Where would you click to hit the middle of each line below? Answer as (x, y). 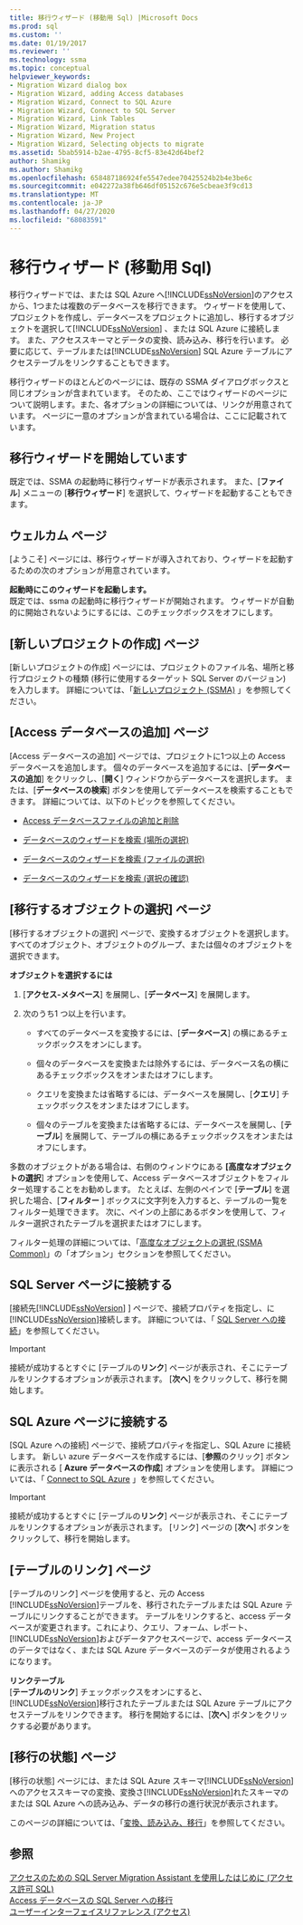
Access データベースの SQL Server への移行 (91, 1900)
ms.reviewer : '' (40, 52)
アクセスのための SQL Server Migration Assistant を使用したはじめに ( (140, 1877)
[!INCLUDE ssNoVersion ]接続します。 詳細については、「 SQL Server (135, 1320)
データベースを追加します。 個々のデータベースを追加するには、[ (130, 767)
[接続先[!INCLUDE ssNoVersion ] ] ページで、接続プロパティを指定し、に (142, 1308)
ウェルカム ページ (58, 535)
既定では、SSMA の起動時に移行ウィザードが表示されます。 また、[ (135, 482)
